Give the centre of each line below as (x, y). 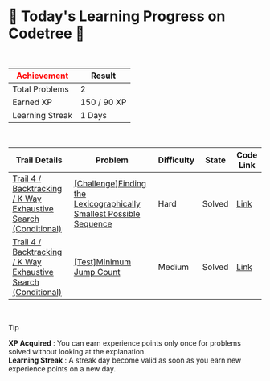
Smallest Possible (107, 214)
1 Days (93, 115)
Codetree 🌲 (47, 33)
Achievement (42, 76)
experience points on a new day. (62, 368)
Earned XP (32, 102)
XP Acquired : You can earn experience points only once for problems (125, 343)
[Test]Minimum (102, 262)
